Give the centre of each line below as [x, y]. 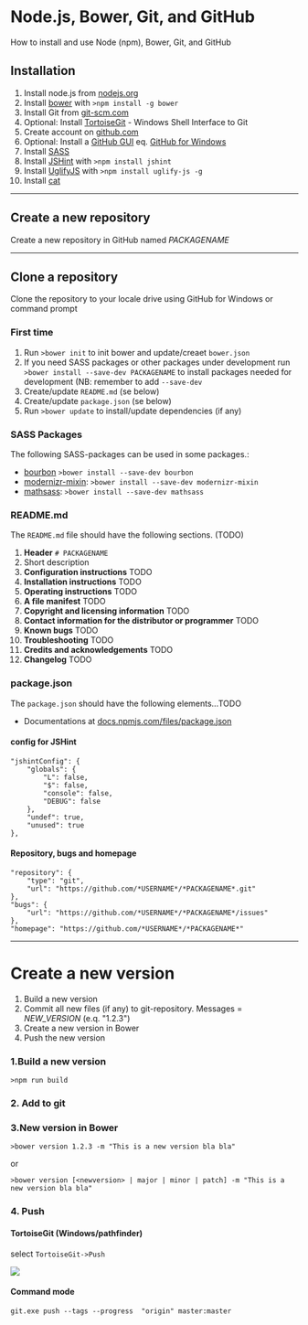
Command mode [43, 1292]
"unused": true [56, 825]
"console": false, [78, 793]
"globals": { [52, 769]
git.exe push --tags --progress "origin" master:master [121, 1311]
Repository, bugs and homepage [74, 853]
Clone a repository [64, 277]
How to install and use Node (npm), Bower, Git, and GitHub [121, 42]
